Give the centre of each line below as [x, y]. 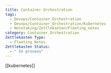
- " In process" [26, 51]
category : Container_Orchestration [42, 33]
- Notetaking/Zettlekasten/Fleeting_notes [54, 28]
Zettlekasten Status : [28, 47]
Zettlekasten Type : [25, 38]
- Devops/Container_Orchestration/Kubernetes [58, 24]
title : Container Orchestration [39, 10]
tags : [11, 14]
